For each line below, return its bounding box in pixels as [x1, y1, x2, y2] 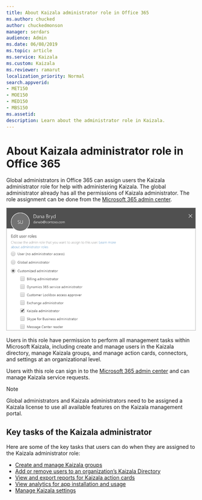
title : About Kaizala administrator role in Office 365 [6, 10, 149, 16]
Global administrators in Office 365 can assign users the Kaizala [6, 177, 165, 184]
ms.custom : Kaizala [6, 60, 55, 66]
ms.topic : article [6, 48, 52, 54]
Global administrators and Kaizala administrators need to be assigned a [6, 397, 183, 404]
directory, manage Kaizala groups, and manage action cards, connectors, [6, 349, 188, 356]
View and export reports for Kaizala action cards [14, 474, 135, 481]
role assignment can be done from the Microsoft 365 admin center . [6, 196, 173, 203]
